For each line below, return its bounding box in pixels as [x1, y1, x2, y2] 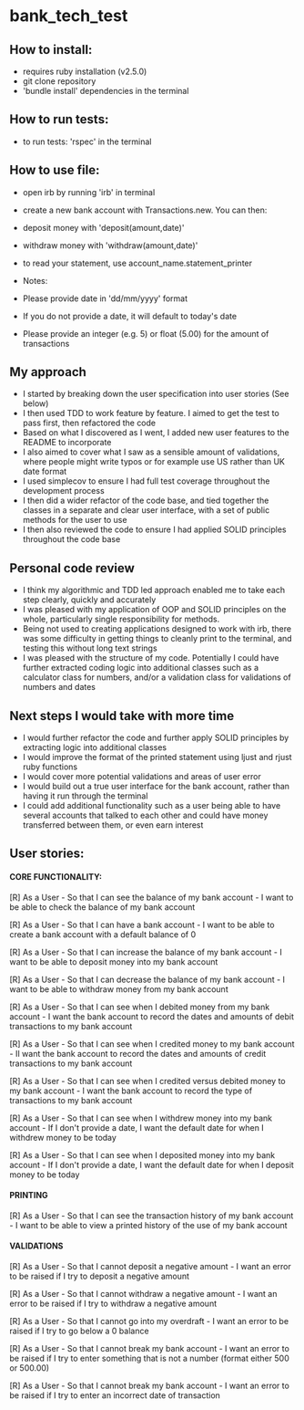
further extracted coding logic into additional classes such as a [22, 663, 259, 674]
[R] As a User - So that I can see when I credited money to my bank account [9, 1038, 295, 1050]
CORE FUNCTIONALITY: [9, 872, 103, 883]
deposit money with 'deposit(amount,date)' [22, 222, 185, 233]
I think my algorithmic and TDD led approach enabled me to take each [22, 585, 285, 596]
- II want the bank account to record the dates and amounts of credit [9, 1048, 267, 1059]
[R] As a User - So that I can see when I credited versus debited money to [9, 1075, 286, 1086]
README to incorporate [22, 437, 112, 448]
